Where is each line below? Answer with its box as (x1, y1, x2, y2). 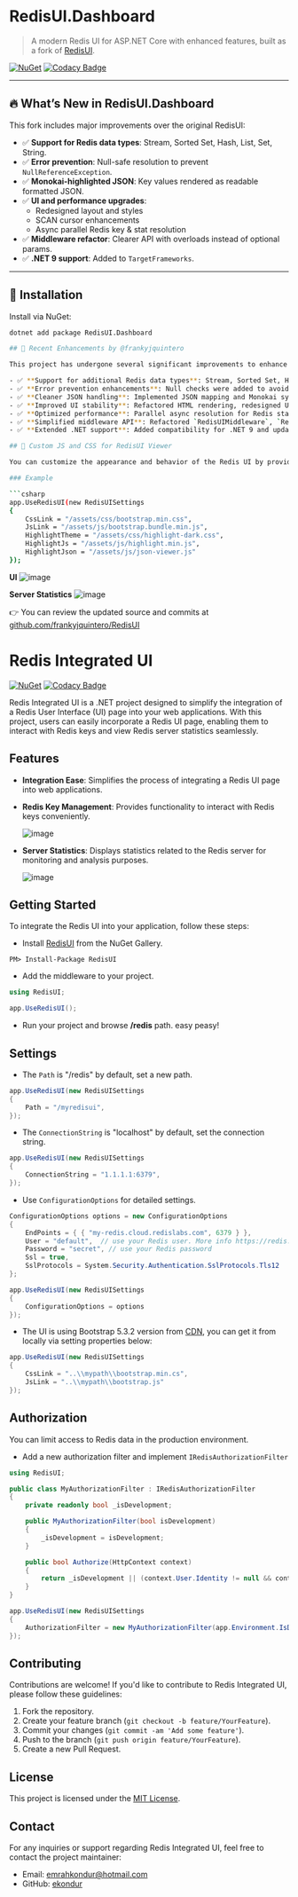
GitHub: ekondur (21, 1878, 82, 1889)
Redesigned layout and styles (35, 205, 144, 216)
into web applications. (21, 783, 103, 795)
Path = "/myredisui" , (25, 1103, 105, 1112)
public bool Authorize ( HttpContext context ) (25, 1557, 192, 1567)
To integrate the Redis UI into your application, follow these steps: (9, 921, 250, 932)
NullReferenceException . (21, 166, 113, 177)
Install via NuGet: (9, 311, 72, 321)
